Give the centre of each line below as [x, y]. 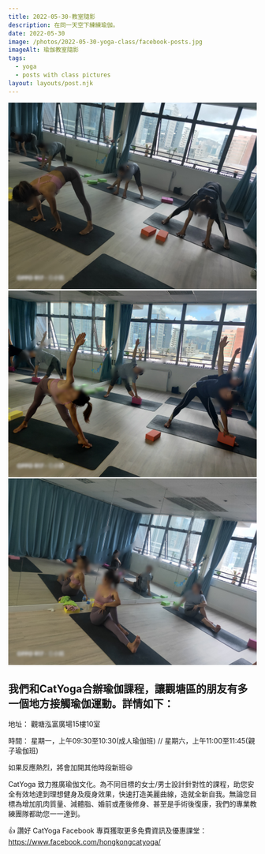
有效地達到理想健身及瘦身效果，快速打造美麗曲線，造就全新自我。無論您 [132, 794]
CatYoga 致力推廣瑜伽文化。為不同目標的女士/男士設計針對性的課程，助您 [128, 785]
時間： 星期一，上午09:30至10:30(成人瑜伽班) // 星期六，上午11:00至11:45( [128, 741]
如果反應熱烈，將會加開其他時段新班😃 [71, 768]
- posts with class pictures [63, 75]
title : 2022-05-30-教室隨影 [52, 17]
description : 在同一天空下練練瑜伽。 [63, 25]
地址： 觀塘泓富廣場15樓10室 [54, 724]
